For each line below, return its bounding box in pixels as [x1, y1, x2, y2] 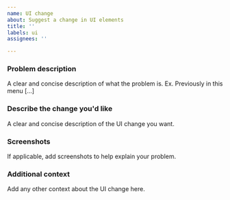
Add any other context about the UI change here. [7, 185, 145, 193]
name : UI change [7, 10, 53, 17]
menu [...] [7, 87, 35, 95]
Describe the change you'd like [7, 104, 113, 114]
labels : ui [7, 29, 38, 36]
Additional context [7, 169, 71, 179]
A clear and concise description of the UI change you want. [7, 119, 175, 127]
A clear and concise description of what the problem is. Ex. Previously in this [7, 79, 223, 88]
